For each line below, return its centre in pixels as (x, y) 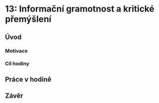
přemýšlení (28, 19)
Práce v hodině (28, 79)
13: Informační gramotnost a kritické (80, 9)
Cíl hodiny (17, 64)
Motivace (17, 51)
